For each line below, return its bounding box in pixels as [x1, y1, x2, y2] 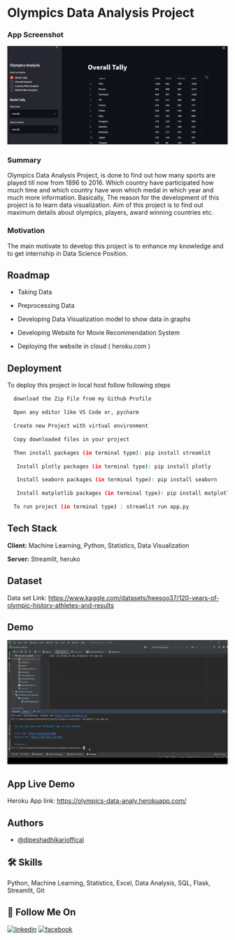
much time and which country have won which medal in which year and [7, 186, 214, 194]
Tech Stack [7, 522, 57, 534]
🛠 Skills [7, 857, 43, 869]
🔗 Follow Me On [7, 906, 76, 918]
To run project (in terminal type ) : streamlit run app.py [13, 504, 190, 511]
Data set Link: [7, 593, 47, 602]
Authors [7, 817, 44, 829]
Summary [7, 155, 42, 165]
